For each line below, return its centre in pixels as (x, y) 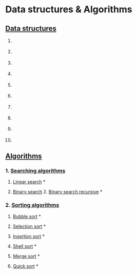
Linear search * (29, 182)
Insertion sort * (29, 236)
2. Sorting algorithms (32, 205)
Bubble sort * (27, 216)
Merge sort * (26, 256)
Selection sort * (29, 226)
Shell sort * (25, 246)
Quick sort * (25, 266)
